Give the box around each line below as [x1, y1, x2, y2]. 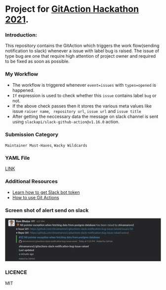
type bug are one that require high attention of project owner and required [5, 53, 156, 59]
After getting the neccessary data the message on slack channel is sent [12, 113, 159, 119]
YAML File [5, 154, 30, 161]
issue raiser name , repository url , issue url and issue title [12, 108, 142, 114]
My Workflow [5, 71, 39, 77]
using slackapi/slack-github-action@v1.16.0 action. [12, 118, 120, 124]
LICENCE [5, 269, 27, 276]
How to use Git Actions [12, 194, 59, 200]
